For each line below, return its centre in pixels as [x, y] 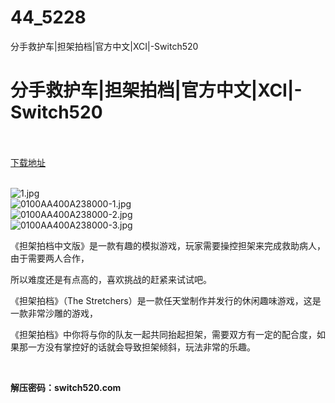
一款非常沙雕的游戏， [54, 313]
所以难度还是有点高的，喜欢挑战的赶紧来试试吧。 [111, 279]
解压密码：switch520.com [66, 387]
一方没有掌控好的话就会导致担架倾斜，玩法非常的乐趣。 [141, 347]
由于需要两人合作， [50, 258]
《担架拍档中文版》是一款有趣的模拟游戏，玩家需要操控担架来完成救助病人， [168, 245]
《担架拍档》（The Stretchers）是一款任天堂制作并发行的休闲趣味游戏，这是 [166, 300]
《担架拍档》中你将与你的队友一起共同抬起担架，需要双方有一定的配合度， [163, 334]
